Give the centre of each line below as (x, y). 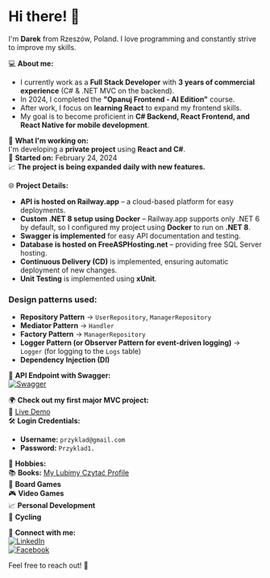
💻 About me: (31, 63)
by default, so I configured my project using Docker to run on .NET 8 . (135, 227)
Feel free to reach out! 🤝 (48, 566)
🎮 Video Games (36, 493)
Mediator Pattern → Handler (67, 326)
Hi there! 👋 (44, 17)
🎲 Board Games (35, 484)
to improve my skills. (42, 47)
